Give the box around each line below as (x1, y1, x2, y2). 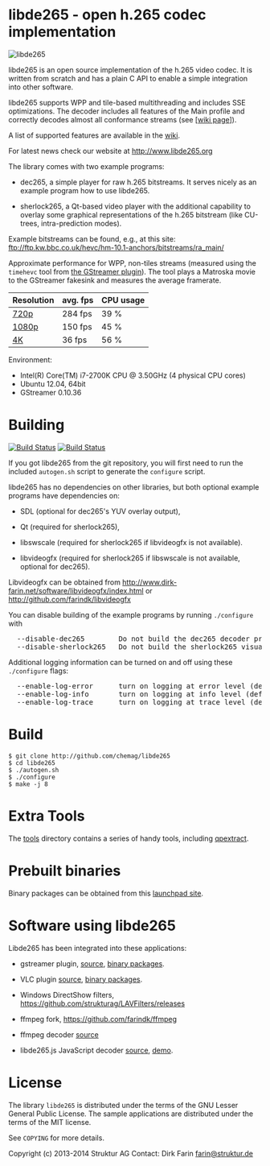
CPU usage (101, 294, 145, 305)
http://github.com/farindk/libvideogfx (8, 594, 131, 604)
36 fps (61, 334, 88, 345)
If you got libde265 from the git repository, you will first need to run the (8, 457, 243, 468)
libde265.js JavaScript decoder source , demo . (19, 1045, 174, 1055)
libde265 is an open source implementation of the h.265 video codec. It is (8, 64, 253, 74)
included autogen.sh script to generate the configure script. (8, 466, 206, 476)
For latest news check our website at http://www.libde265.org (8, 146, 213, 155)
